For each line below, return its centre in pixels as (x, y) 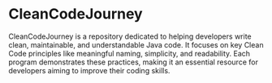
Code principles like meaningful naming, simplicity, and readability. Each (129, 53)
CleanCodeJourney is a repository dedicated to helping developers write (130, 36)
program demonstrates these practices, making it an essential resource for (133, 62)
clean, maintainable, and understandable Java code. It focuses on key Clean (136, 44)
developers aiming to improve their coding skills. (89, 70)
